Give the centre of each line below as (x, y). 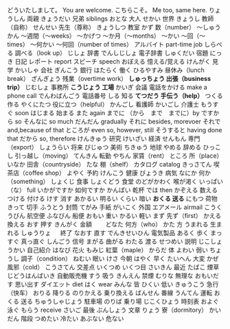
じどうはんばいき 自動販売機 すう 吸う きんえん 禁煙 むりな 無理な (100, 276)
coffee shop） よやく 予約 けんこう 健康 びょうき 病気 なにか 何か (118, 173)
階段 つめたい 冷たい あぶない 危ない (72, 318)
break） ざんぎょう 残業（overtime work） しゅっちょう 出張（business (109, 78)
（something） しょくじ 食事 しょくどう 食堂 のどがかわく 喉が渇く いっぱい (115, 181)
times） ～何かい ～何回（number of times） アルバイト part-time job (105, 44)
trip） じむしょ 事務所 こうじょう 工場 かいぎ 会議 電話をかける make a (107, 87)
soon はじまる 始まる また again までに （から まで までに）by (107, 113)
